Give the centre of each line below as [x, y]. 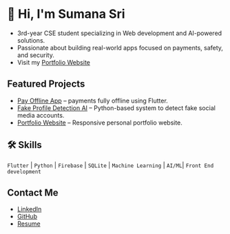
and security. [36, 55]
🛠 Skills [25, 145]
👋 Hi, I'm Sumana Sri [66, 14]
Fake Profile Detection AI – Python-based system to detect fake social [116, 108]
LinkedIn [29, 209]
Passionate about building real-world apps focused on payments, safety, [120, 47]
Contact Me [33, 192]
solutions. [31, 40]
